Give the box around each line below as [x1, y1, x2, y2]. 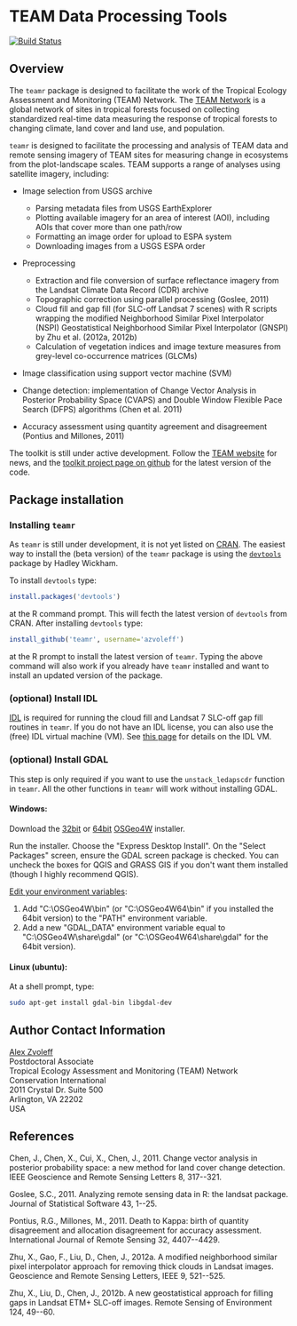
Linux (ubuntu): [9, 962, 68, 972]
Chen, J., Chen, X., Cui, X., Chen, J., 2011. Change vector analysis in [9, 1153, 258, 1163]
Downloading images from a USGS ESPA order [35, 240, 206, 251]
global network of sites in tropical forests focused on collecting [9, 104, 240, 115]
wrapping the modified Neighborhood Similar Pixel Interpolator [35, 313, 264, 324]
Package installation [9, 492, 124, 507]
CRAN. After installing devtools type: [9, 618, 144, 628]
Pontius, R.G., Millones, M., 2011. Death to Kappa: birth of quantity [9, 1215, 250, 1226]
